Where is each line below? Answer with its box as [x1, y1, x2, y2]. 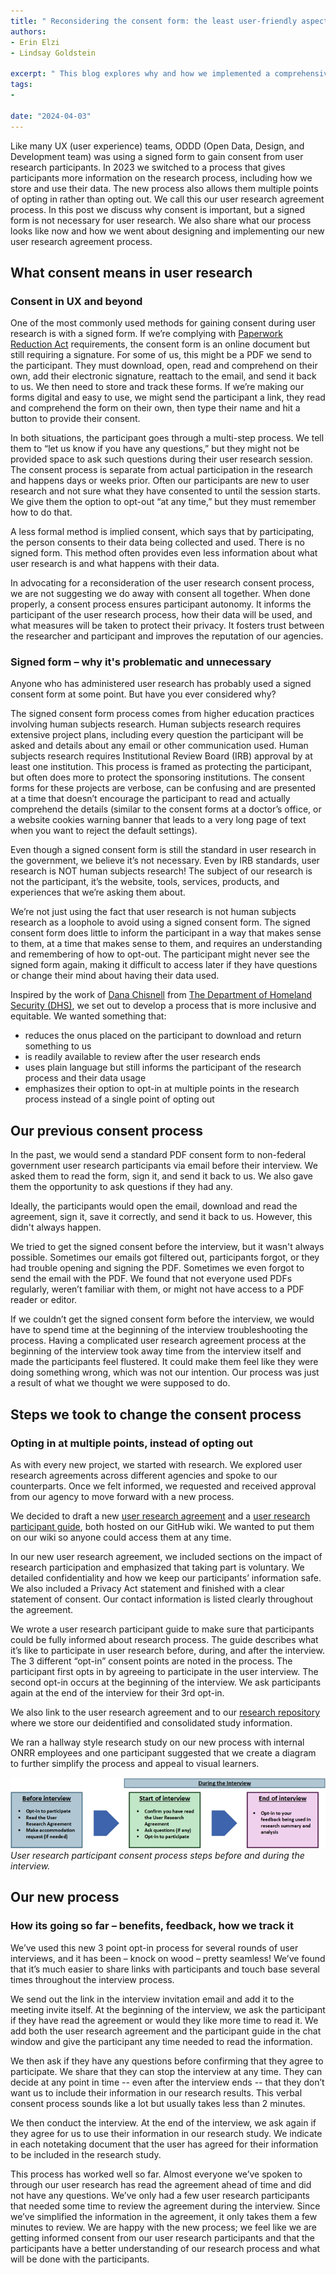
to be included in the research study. [10, 2148, 162, 2160]
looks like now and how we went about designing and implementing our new [10, 225, 325, 237]
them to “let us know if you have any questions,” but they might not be [10, 443, 300, 455]
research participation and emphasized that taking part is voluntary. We [10, 1561, 305, 1573]
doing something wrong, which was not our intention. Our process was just [10, 1366, 320, 1379]
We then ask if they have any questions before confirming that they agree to [10, 2055, 324, 2067]
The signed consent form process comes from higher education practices [10, 708, 315, 720]
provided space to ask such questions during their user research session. [10, 453, 313, 465]
